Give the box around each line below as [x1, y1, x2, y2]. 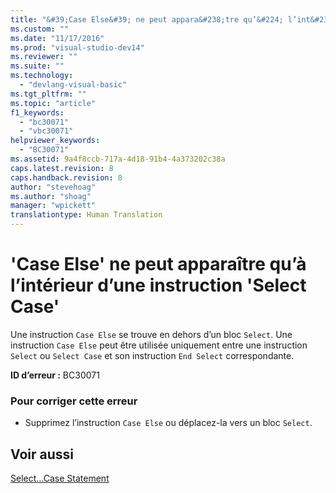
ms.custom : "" [10, 24, 70, 34]
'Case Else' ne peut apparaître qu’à [10, 253, 307, 276]
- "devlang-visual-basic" [19, 80, 128, 90]
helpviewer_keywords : [10, 136, 101, 146]
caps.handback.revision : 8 [10, 172, 123, 183]
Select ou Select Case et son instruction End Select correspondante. [10, 349, 295, 361]
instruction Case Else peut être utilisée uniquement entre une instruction [10, 339, 308, 351]
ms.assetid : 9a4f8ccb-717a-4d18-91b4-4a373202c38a [10, 154, 226, 164]
